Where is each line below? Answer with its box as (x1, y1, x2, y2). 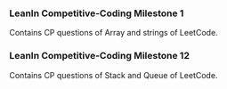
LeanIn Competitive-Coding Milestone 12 (9, 50, 190, 62)
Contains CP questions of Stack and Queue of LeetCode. (9, 69, 218, 80)
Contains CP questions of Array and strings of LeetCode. (9, 28, 218, 38)
